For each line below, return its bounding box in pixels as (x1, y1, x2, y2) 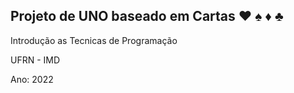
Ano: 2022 (10, 73, 54, 85)
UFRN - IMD (10, 54, 61, 66)
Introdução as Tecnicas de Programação (10, 34, 178, 46)
